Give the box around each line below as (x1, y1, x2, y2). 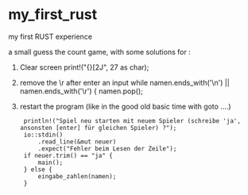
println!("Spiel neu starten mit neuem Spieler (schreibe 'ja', (23, 117, 241, 124)
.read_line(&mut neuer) (37, 137, 117, 146)
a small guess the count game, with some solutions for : (8, 47, 191, 56)
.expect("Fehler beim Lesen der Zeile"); (37, 144, 177, 152)
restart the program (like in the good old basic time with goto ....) (19, 101, 232, 111)
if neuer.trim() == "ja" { (23, 151, 113, 159)
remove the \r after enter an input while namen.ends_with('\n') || (19, 78, 231, 87)
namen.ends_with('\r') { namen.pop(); (19, 86, 143, 96)
